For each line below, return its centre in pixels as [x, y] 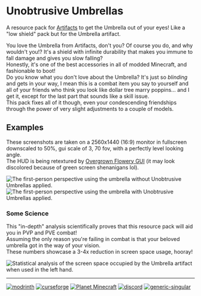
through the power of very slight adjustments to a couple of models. [90, 109]
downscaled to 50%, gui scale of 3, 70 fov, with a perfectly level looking [95, 148]
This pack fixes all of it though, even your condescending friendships [92, 102]
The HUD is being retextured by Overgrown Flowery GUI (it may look [91, 161]
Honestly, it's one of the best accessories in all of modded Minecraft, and [97, 64]
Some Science [28, 213]
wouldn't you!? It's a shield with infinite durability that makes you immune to [100, 51]
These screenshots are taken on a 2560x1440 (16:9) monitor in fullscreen [97, 142]
